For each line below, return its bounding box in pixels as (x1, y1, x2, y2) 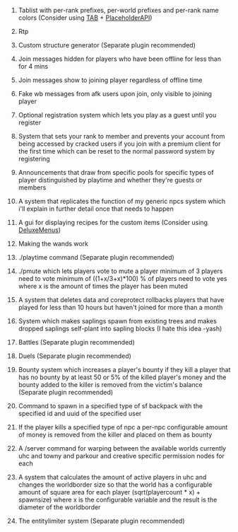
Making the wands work (18, 240, 89, 248)
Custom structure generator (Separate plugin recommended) (18, 41, 196, 49)
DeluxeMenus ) (18, 226, 61, 234)
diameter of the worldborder (18, 503, 101, 511)
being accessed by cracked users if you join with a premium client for (18, 139, 221, 148)
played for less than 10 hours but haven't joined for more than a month (18, 303, 223, 311)
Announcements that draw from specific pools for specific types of (18, 168, 214, 176)
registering (18, 155, 50, 163)
